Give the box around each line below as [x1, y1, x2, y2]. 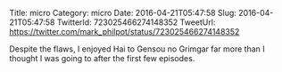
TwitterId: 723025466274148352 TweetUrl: [56, 17, 216, 28]
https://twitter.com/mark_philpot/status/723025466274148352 [9, 27, 240, 36]
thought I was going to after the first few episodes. [9, 53, 195, 63]
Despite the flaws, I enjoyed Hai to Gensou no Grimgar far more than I [9, 44, 265, 54]
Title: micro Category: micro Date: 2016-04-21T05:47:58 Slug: [9, 8, 236, 18]
